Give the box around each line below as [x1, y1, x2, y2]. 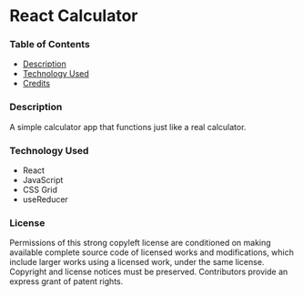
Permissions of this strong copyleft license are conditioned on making [9, 238, 271, 249]
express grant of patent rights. [9, 276, 124, 287]
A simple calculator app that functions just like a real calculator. [9, 121, 247, 132]
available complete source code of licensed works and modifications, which [9, 247, 294, 258]
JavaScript [22, 175, 64, 186]
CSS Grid [22, 184, 57, 196]
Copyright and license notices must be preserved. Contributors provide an [9, 266, 288, 278]
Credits [22, 78, 51, 89]
